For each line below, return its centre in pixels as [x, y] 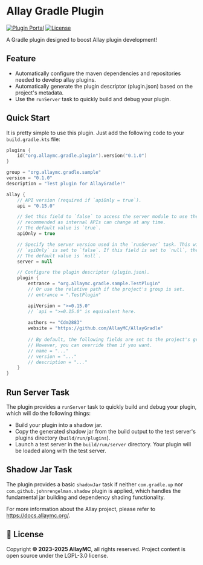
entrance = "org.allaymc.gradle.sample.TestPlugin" [95, 284]
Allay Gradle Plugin [55, 11]
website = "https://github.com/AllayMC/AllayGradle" [96, 328]
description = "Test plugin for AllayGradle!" [66, 183]
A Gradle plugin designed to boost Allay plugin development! [82, 39]
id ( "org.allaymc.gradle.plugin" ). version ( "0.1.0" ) [82, 156]
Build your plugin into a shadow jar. [59, 425]
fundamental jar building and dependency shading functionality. [85, 497]
